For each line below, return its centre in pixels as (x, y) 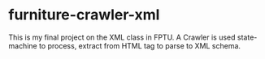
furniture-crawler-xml (84, 15)
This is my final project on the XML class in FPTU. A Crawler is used (122, 37)
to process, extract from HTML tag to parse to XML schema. (140, 45)
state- (247, 37)
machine (23, 45)
